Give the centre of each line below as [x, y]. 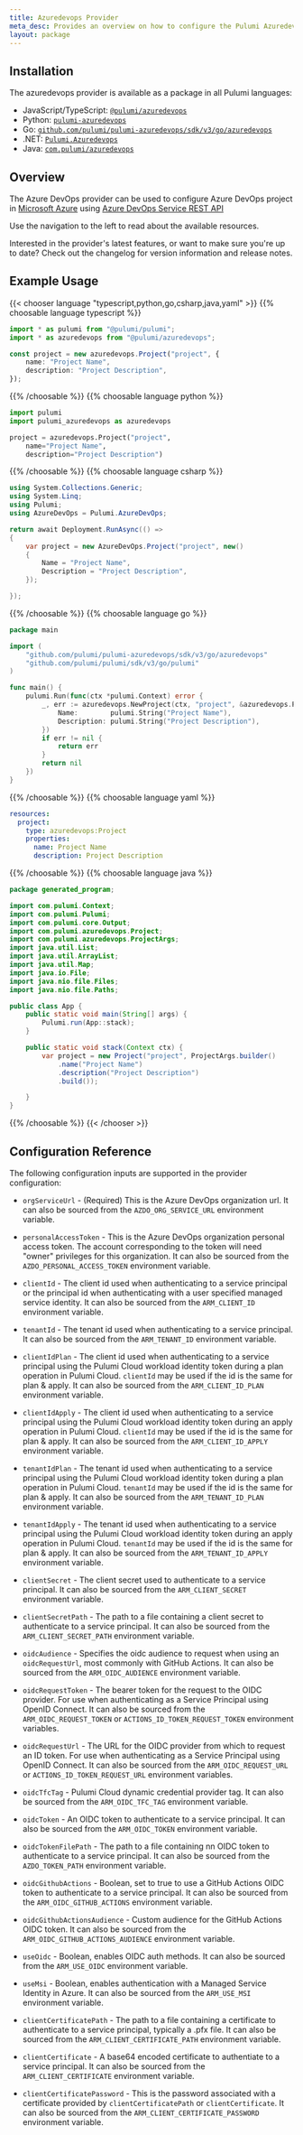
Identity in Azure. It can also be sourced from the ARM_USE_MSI [137, 1993]
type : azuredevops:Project [76, 831]
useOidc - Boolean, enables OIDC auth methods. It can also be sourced [154, 1956]
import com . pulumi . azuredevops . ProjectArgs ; [94, 940]
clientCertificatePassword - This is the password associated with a [149, 2093]
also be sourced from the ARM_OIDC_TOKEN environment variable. [140, 1829]
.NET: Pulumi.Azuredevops [70, 139]
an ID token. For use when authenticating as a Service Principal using [151, 1755]
